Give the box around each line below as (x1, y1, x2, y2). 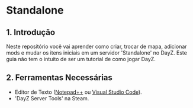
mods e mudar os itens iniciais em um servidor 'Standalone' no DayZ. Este (6, 49, 188, 56)
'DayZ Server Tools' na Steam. (14, 94, 89, 101)
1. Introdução (6, 27, 55, 37)
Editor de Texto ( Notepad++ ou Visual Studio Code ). (14, 88, 142, 96)
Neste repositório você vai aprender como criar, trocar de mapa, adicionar (6, 43, 188, 50)
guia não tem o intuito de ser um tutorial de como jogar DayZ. (6, 56, 156, 62)
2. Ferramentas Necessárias (6, 72, 112, 83)
